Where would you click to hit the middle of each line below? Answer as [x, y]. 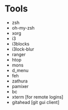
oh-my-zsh [23, 27]
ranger [19, 54]
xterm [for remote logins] [37, 97]
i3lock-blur [23, 49]
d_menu [20, 70]
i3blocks [21, 43]
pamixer [20, 86]
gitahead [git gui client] [35, 102]
